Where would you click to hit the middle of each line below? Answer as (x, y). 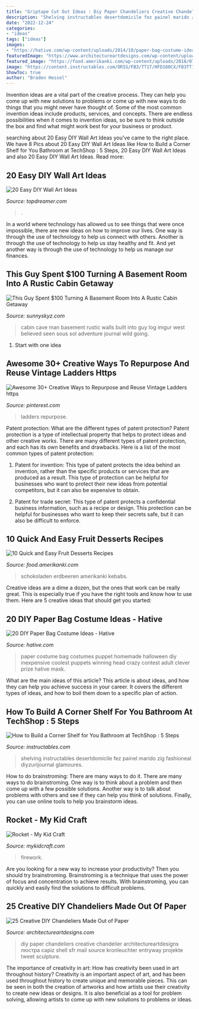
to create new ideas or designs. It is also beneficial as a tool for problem (94, 993)
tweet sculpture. (41, 956)
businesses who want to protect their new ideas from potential (91, 484)
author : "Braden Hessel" (37, 78)
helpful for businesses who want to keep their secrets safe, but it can (99, 514)
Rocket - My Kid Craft (47, 820)
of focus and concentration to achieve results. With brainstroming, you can (97, 881)
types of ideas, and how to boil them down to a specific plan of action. (92, 693)
